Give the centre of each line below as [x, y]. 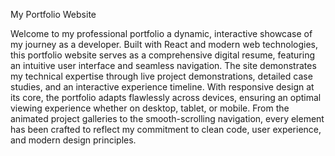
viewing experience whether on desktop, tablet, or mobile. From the [150, 108]
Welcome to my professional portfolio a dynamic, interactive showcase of [161, 33]
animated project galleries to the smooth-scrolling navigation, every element [167, 118]
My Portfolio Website [53, 14]
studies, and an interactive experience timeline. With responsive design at [162, 87]
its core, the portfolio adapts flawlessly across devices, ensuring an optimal [166, 97]
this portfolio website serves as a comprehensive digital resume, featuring [163, 55]
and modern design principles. [73, 140]
